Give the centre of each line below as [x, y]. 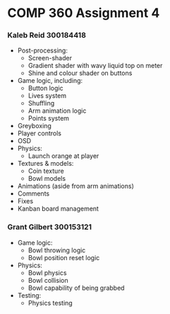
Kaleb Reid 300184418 [47, 35]
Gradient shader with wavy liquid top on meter [95, 66]
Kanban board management [58, 209]
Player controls [40, 133]
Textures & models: [45, 164]
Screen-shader [50, 58]
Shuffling [41, 103]
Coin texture [46, 171]
